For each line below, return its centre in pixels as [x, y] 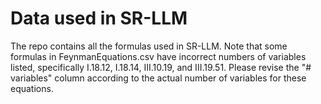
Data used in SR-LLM [99, 18]
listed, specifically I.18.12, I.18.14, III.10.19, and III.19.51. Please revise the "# [161, 67]
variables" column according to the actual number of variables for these [158, 78]
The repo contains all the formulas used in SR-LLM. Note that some [149, 46]
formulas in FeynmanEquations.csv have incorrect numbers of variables [158, 56]
